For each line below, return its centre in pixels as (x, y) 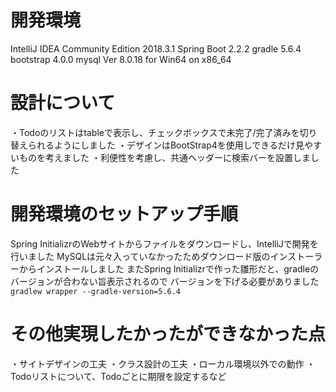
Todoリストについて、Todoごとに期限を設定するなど (118, 376)
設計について (63, 103)
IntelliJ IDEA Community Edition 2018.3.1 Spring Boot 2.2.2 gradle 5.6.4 (156, 48)
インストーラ (296, 256)
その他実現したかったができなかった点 (168, 334)
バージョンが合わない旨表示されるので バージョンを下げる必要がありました (165, 281)
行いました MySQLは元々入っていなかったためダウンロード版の (140, 256)
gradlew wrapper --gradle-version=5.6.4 (96, 291)
